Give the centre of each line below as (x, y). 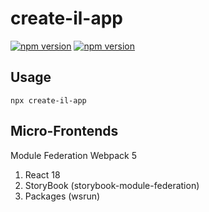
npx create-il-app (48, 100)
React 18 (42, 174)
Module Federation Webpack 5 (74, 155)
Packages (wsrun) (62, 196)
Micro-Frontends (64, 131)
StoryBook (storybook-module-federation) (112, 185)
